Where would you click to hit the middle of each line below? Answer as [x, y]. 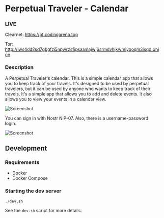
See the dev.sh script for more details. [43, 210]
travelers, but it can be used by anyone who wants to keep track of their [78, 89]
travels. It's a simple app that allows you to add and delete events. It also [79, 93]
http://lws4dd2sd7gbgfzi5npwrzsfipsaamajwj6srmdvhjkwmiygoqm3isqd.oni [82, 49]
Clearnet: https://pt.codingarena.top [41, 34]
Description [19, 67]
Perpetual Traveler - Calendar [67, 9]
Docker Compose [30, 178]
